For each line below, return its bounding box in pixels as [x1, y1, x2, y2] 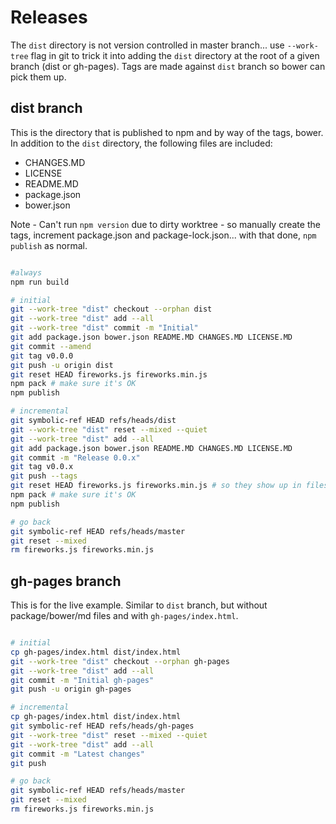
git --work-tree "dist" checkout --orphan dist [10, 304, 213, 315]
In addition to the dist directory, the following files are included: [10, 137, 273, 149]
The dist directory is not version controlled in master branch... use [10, 39, 285, 51]
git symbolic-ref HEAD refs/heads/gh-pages [10, 721, 195, 731]
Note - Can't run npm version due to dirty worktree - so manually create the [10, 218, 321, 230]
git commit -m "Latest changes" [10, 749, 145, 759]
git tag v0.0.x [10, 462, 74, 472]
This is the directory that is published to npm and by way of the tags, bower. [10, 126, 324, 138]
